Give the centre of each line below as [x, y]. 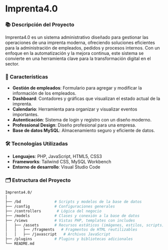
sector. [12, 64]
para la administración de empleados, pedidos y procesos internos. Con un [82, 48]
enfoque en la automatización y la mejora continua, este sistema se [74, 53]
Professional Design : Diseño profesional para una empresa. [74, 125]
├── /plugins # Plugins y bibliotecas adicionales [69, 239]
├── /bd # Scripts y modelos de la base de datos [73, 202]
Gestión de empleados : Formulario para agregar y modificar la [77, 87]
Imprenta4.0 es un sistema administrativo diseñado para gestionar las [77, 37]
